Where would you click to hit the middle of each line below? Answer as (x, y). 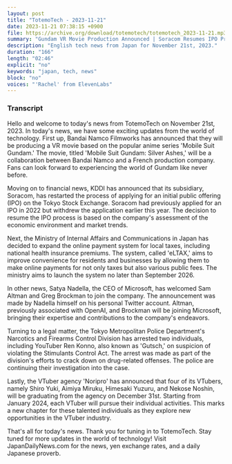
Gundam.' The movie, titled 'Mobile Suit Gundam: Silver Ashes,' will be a (109, 153)
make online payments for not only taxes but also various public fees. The (112, 267)
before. (18, 175)
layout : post (26, 13)
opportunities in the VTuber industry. (59, 418)
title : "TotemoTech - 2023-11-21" (57, 20)
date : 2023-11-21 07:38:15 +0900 (55, 26)
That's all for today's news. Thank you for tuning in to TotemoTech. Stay (109, 431)
